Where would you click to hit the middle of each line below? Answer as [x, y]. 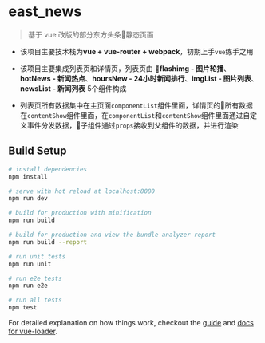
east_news [45, 12]
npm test [23, 308]
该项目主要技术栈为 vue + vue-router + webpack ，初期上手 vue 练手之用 [136, 51]
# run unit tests [37, 256]
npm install [28, 177]
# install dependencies [48, 169]
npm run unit [30, 264]
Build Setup [38, 151]
